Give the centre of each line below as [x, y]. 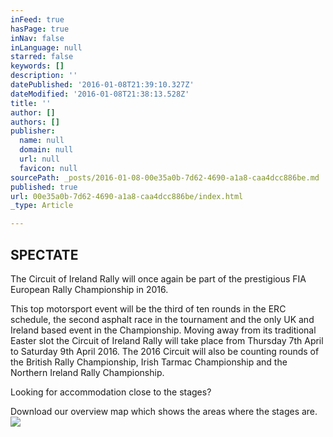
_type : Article [42, 206]
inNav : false [37, 38]
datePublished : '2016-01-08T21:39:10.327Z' [102, 85]
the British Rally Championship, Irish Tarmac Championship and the [149, 362]
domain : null [46, 150]
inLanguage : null [46, 47]
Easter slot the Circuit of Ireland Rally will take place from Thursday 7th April [167, 340]
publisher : [33, 131]
